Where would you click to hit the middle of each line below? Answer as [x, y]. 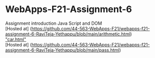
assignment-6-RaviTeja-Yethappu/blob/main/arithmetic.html [68, 34]
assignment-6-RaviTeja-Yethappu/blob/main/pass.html [63, 50]
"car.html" [16, 39]
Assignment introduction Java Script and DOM [54, 23]
